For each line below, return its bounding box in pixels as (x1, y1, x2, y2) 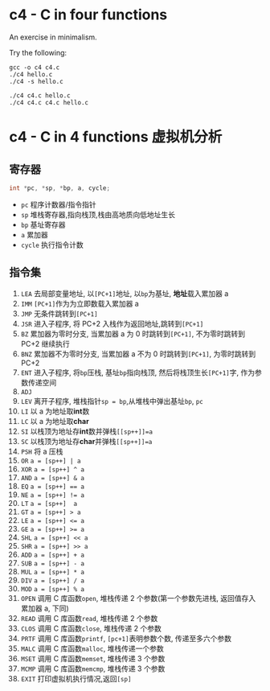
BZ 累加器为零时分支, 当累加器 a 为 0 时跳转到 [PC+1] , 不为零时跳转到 (20, 328, 246, 339)
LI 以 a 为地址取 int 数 (20, 406, 90, 416)
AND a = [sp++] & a (20, 474, 85, 482)
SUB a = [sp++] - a (20, 559, 85, 568)
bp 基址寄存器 (20, 220, 67, 229)
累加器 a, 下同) (20, 603, 69, 613)
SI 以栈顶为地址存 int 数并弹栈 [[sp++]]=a (20, 426, 153, 436)
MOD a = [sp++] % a (20, 585, 85, 593)
